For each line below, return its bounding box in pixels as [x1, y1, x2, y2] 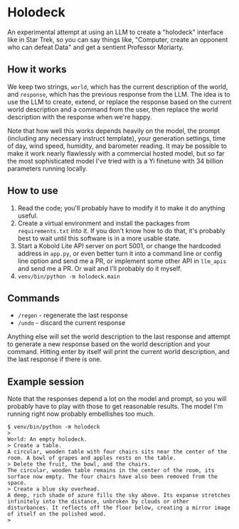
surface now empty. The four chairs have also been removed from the [7, 474, 218, 481]
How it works [7, 63, 67, 75]
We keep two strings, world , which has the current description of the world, [7, 82, 228, 91]
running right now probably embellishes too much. [7, 410, 155, 418]
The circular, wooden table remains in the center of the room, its [7, 467, 215, 474]
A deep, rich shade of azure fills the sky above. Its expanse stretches [7, 492, 231, 499]
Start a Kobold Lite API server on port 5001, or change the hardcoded [17, 241, 221, 250]
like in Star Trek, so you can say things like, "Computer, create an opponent [7, 35, 228, 43]
